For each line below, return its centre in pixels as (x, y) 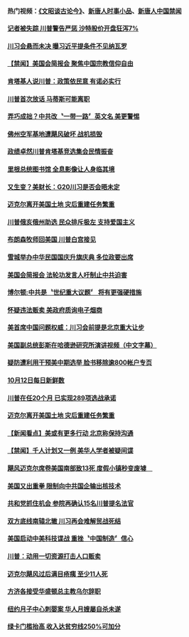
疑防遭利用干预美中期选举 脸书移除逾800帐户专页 (80, 363)
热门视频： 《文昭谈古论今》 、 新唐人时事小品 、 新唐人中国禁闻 (94, 11)
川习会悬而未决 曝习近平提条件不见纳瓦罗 (67, 45)
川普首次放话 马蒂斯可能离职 (49, 99)
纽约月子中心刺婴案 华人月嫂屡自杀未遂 (64, 609)
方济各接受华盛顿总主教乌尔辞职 (54, 591)
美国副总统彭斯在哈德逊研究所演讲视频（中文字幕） (82, 345)
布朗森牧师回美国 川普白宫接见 (52, 240)
